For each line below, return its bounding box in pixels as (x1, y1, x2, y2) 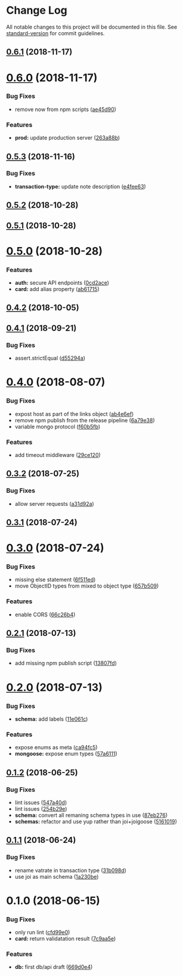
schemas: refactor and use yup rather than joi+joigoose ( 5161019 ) (14, 818, 178, 825)
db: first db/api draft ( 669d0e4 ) (14, 963, 93, 971)
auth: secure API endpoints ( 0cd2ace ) (14, 279, 109, 286)
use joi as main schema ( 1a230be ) (14, 873, 99, 880)
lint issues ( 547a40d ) (14, 799, 67, 806)
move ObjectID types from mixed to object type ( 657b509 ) (14, 582, 159, 589)
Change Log (6, 4, 67, 17)
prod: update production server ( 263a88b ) (14, 134, 120, 141)
